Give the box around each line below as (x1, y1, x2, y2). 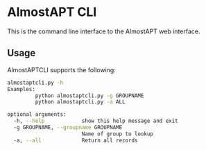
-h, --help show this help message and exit (13, 117, 178, 125)
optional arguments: (7, 111, 67, 118)
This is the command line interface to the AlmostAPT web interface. (7, 27, 200, 35)
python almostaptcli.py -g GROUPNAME (35, 92, 144, 99)
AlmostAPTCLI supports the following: (7, 65, 116, 74)
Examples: (7, 85, 36, 92)
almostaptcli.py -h (7, 79, 64, 86)
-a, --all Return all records (13, 137, 138, 144)
